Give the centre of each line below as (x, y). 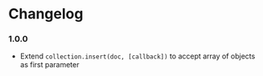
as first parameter (49, 65)
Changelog (46, 14)
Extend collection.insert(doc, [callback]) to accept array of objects (138, 56)
